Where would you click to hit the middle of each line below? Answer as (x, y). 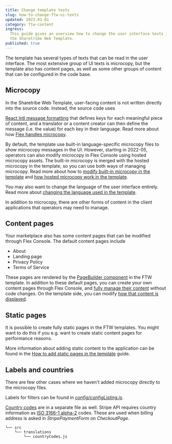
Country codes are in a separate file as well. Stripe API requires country (81, 407)
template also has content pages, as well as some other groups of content (83, 69)
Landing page (27, 257)
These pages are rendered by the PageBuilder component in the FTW (79, 277)
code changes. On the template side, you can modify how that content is (82, 294)
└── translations (33, 432)
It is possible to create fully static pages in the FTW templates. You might (82, 327)
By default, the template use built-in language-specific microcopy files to (82, 144)
